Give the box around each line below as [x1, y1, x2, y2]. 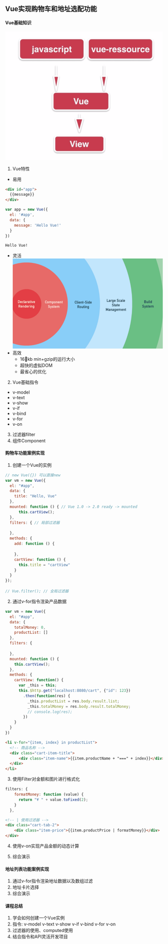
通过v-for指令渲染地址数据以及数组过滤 [12, 878, 93, 884]
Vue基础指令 [12, 379, 38, 385]
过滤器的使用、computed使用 [12, 927, 73, 933]
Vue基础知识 [5, 20, 31, 26]
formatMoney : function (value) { [14, 792, 84, 797]
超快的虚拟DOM [19, 362, 53, 368]
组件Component [12, 437, 46, 444]
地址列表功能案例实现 [5, 866, 49, 872]
